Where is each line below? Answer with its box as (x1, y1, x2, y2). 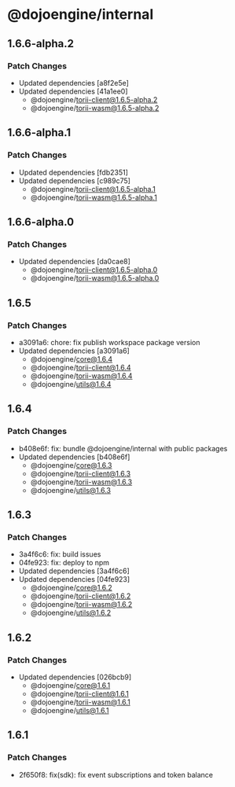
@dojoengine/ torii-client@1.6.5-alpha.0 (30, 265, 158, 274)
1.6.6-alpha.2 (7, 37, 74, 50)
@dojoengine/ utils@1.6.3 (30, 485, 112, 495)
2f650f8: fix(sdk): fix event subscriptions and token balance (18, 770, 214, 779)
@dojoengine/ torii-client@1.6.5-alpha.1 (30, 184, 156, 193)
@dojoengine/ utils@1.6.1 (30, 706, 109, 715)
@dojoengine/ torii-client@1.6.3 (30, 469, 131, 478)
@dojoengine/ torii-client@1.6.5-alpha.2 (30, 94, 158, 104)
